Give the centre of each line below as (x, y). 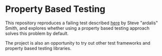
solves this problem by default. (37, 33)
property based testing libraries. (38, 48)
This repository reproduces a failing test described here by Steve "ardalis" (82, 23)
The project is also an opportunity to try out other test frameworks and (78, 43)
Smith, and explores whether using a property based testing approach (77, 28)
